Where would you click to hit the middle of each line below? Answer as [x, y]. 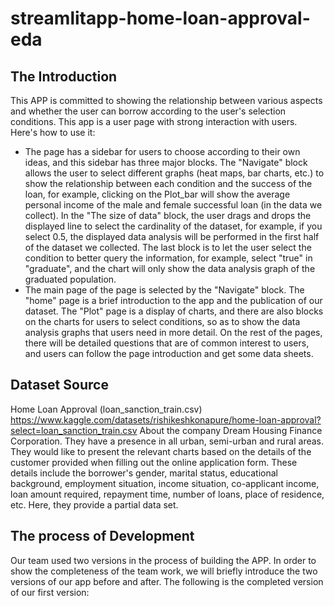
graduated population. [70, 279]
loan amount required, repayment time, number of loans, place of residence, [167, 494]
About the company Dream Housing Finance [231, 430]
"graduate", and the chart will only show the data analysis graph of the [170, 268]
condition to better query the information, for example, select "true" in [168, 258]
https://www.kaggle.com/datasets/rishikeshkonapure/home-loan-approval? [166, 419]
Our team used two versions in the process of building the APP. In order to [163, 560]
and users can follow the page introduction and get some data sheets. [169, 353]
